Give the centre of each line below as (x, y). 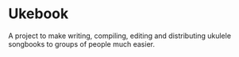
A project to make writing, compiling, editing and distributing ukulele (120, 36)
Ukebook (39, 14)
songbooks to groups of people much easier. (81, 44)
